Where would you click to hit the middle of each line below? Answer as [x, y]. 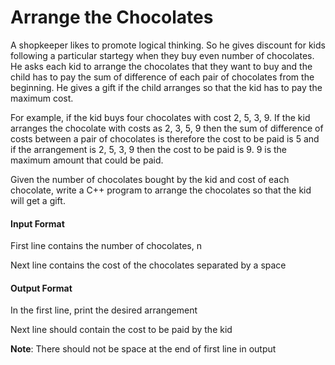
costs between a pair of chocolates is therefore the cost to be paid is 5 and [165, 138]
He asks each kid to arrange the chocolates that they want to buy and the [161, 66]
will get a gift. [38, 200]
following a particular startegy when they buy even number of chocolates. [162, 55]
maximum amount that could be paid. [87, 160]
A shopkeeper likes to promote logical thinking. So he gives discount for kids [168, 45]
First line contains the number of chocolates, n [106, 246]
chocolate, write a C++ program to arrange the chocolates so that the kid [161, 190]
